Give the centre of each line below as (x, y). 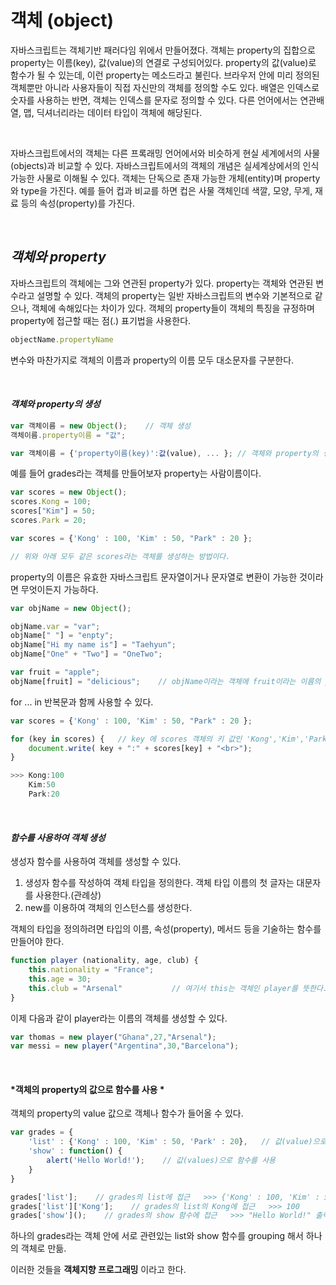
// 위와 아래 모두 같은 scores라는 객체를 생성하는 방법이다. (120, 556)
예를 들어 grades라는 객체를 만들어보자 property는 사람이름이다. (136, 473)
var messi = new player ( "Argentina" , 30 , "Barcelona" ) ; (125, 1046)
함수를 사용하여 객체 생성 (58, 837)
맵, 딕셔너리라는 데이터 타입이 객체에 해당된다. (113, 112)
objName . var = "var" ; (55, 626)
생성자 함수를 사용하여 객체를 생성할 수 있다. (96, 862)
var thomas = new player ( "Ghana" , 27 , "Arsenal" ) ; (113, 1037)
